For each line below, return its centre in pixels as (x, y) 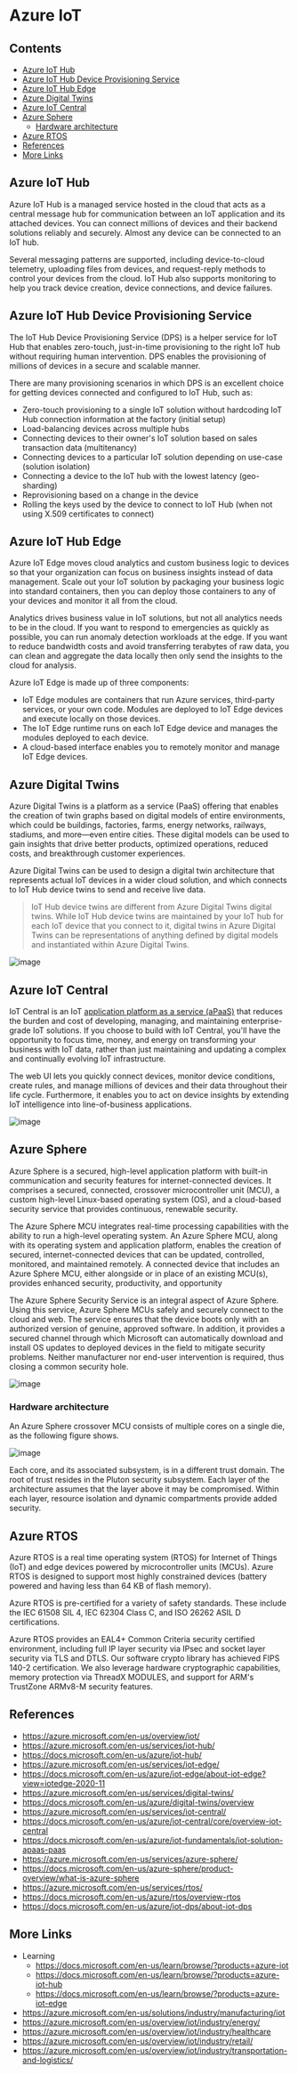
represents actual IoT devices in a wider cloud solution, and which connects (148, 880)
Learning (38, 1956)
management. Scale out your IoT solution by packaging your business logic (147, 582)
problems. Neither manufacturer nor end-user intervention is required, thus (147, 1357)
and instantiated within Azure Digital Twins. (110, 945)
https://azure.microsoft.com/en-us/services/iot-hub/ (118, 1745)
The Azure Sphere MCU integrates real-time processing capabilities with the (149, 1226)
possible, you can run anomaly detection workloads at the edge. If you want (148, 637)
